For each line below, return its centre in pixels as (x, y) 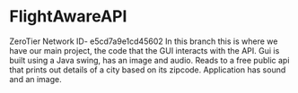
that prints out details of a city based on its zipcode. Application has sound (148, 70)
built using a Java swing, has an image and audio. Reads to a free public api (149, 60)
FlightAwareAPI (68, 17)
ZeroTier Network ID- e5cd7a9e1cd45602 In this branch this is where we (144, 41)
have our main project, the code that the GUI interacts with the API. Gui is (145, 50)
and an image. (36, 79)
